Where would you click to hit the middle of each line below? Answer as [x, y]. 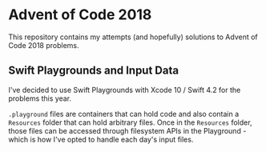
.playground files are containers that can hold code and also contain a [124, 114]
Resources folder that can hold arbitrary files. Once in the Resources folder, [130, 122]
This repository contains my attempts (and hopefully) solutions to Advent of [133, 37]
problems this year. [40, 98]
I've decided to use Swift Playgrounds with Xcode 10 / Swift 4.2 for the [125, 90]
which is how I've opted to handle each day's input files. [101, 139]
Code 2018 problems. [44, 45]
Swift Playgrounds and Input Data [93, 71]
